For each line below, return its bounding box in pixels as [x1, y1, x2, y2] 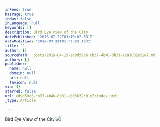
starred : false [5, 89, 36, 94]
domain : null [9, 71, 36, 76]
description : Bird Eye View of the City [5, 30, 89, 35]
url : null [9, 75, 29, 80]
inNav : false [5, 16, 32, 21]
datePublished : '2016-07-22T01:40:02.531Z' [5, 35, 95, 40]
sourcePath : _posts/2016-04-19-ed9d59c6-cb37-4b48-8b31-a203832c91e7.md [5, 52, 156, 58]
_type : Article [5, 98, 36, 103]
